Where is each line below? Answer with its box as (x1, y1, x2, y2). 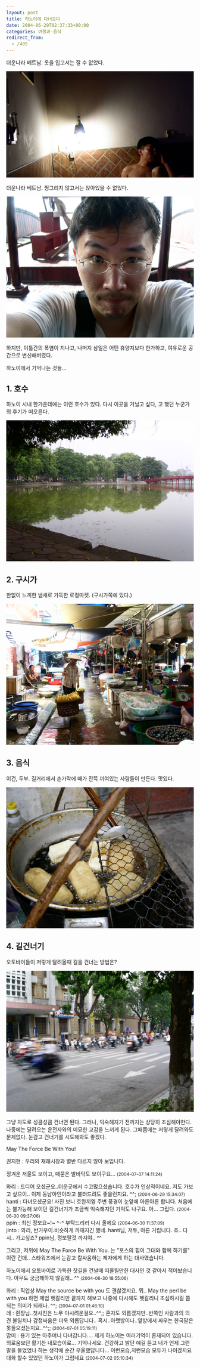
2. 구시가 (6, 575, 37, 585)
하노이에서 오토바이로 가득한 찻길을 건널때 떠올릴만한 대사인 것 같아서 (6, 1267, 167, 1274)
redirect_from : (6, 35, 44, 41)
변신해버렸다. (21, 352, 52, 359)
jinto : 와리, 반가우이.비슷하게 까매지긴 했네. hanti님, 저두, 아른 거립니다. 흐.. (6, 1226, 182, 1233)
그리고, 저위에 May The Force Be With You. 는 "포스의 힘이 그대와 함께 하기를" (6, 1246, 190, 1254)
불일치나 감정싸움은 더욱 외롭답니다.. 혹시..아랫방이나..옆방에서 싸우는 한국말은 (12, 1316, 193, 1324)
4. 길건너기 (6, 942, 45, 952)
